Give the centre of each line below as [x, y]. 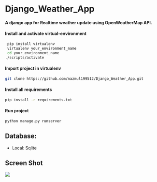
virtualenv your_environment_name [42, 48]
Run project [17, 111]
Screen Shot [24, 163]
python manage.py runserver [33, 121]
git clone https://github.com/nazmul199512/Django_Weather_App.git [74, 78]
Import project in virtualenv [33, 68]
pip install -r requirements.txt [39, 100]
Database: [21, 136]
